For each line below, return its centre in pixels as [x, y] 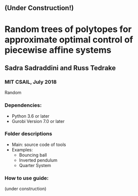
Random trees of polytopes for [68, 29]
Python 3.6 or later [30, 116]
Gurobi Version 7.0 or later [38, 121]
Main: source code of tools [39, 145]
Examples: [22, 149]
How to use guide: [27, 178]
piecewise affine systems [58, 50]
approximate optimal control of [69, 39]
